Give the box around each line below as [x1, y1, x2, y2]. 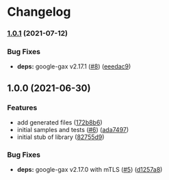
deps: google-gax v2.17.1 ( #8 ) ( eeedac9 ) [16, 62, 131, 70]
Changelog [7, 4, 71, 20]
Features [7, 103, 38, 112]
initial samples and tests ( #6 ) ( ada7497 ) [16, 126, 129, 134]
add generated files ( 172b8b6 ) [16, 118, 103, 127]
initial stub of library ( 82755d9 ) [16, 133, 105, 141]
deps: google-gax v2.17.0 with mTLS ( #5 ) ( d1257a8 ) [16, 166, 163, 174]
